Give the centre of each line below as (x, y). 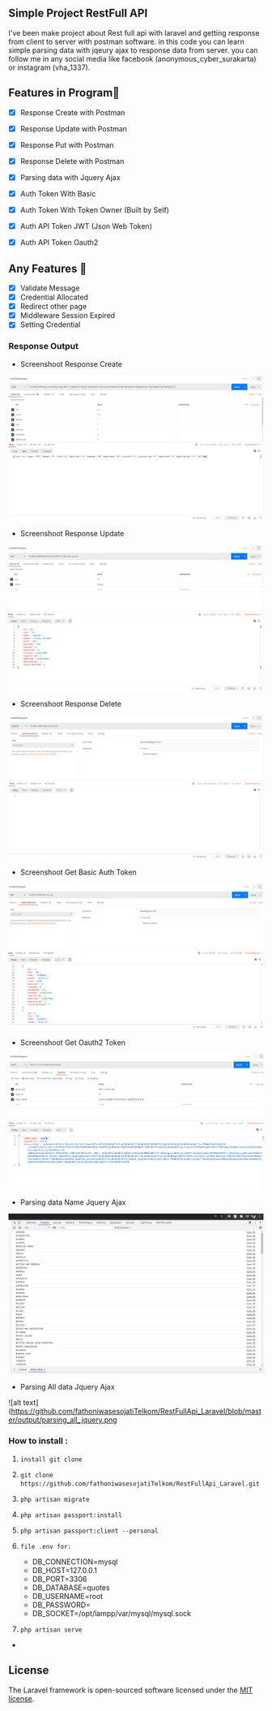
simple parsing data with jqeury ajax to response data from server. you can (133, 50)
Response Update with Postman (74, 128)
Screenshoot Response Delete (70, 703)
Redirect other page (53, 307)
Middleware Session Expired (68, 316)
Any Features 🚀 (48, 268)
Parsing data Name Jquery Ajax (73, 1202)
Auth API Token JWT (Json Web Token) (86, 226)
